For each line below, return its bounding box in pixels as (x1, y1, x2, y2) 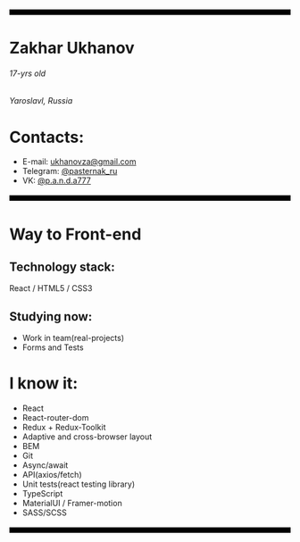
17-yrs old (9, 68, 46, 79)
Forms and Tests (21, 342, 84, 353)
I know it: (9, 373, 79, 394)
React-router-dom (21, 413, 89, 423)
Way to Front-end (9, 224, 142, 244)
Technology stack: (9, 259, 116, 274)
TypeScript (21, 488, 63, 499)
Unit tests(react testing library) (21, 479, 136, 489)
